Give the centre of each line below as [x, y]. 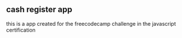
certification [21, 30]
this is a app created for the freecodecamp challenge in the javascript [91, 23]
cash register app [39, 10]
